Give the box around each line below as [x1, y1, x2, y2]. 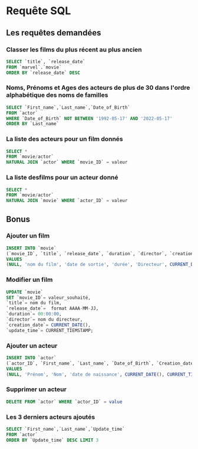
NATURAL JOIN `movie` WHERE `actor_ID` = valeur [6, 198, 128, 204]
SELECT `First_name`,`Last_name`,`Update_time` [6, 426, 126, 432]
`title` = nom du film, [6, 300, 62, 306]
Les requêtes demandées [6, 28, 101, 38]
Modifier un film [6, 276, 53, 284]
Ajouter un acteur [6, 341, 58, 350]
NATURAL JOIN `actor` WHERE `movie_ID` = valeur [6, 160, 128, 165]
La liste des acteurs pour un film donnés [6, 135, 124, 143]
